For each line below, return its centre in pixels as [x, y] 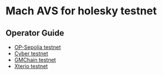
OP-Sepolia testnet [37, 47]
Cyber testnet [31, 54]
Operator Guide [35, 33]
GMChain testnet [35, 60]
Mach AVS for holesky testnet [81, 11]
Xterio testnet [31, 66]
